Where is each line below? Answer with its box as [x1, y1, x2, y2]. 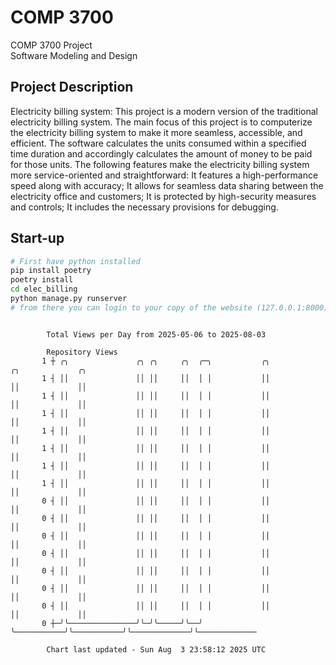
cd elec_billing [10, 284, 78, 295]
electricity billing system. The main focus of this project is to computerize [10, 116, 313, 128]
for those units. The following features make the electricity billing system [10, 158, 310, 170]
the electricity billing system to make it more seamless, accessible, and [10, 126, 303, 138]
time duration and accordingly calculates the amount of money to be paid [10, 147, 313, 160]
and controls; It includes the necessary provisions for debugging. [10, 201, 279, 213]
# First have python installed [10, 256, 141, 266]
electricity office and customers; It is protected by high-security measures [10, 190, 317, 202]
